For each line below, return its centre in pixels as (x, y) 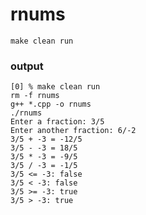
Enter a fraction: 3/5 (57, 122)
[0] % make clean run (55, 87)
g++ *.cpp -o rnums (51, 104)
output (27, 66)
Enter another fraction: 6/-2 (73, 131)
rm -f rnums (35, 96)
